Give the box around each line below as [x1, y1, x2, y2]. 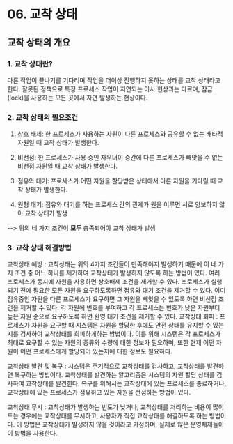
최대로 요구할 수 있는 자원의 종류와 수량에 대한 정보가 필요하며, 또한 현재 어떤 [7, 339, 215, 347]
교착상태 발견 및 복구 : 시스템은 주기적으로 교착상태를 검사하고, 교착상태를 [7, 362, 206, 370]
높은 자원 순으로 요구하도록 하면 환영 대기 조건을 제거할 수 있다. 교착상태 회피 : [7, 312, 218, 321]
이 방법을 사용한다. [7, 429, 58, 438]
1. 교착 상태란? [7, 59, 54, 68]
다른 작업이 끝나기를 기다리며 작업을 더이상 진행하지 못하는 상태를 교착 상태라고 [7, 76, 221, 84]
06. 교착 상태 [7, 6, 78, 22]
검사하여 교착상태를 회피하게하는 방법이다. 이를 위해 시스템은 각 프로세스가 [19, 330, 221, 338]
